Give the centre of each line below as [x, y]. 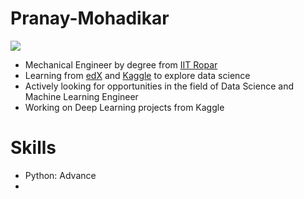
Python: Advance [60, 175]
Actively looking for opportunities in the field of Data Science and [159, 86]
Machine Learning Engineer [81, 96]
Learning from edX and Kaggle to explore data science [137, 75]
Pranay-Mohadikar [90, 18]
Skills [33, 148]
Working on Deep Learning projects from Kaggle [124, 107]
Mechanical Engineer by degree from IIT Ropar [121, 64]
